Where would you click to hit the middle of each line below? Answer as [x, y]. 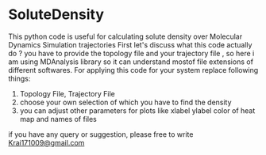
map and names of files [58, 119]
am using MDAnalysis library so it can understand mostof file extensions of [131, 62]
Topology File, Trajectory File [67, 93]
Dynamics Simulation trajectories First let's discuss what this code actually [130, 44]
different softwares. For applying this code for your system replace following [133, 70]
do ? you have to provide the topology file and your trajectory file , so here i [131, 53]
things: [19, 78]
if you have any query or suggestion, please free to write [101, 134]
